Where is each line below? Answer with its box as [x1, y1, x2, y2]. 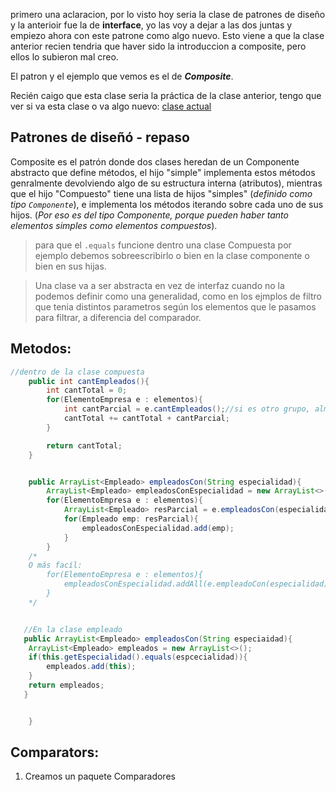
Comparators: [10, 744, 100, 761]
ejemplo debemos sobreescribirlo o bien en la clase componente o [34, 249, 310, 261]
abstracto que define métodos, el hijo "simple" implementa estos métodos [10, 166, 316, 178]
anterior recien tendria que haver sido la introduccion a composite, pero [10, 40, 307, 52]
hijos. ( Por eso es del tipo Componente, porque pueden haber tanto [10, 209, 289, 221]
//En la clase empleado [23, 624, 123, 634]
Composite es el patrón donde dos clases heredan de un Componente [10, 155, 300, 168]
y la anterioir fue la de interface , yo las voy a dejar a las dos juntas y [10, 19, 293, 31]
